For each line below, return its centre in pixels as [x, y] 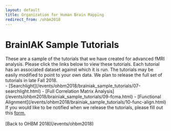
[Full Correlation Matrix [69, 91]
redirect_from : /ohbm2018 [33, 19]
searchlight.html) [23, 91]
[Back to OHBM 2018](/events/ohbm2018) [49, 124]
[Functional [149, 97]
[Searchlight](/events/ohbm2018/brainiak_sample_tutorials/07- [74, 86]
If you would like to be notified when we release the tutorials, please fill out [84, 108]
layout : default [23, 10]
